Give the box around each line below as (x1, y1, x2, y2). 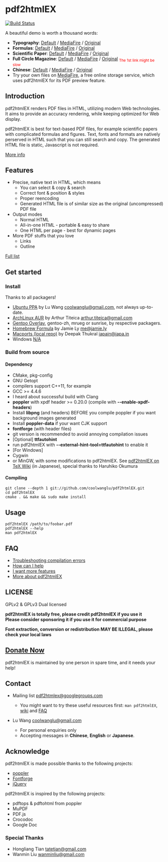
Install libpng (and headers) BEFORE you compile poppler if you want (12, 410, 156, 416)
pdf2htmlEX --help (5, 526, 44, 531)
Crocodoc (12, 816, 34, 823)
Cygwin (12, 453, 29, 459)
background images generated (12, 415, 76, 421)
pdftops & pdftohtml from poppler (12, 801, 82, 807)
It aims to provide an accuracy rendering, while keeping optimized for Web (5, 111, 159, 117)
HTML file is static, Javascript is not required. (5, 142, 99, 148)
